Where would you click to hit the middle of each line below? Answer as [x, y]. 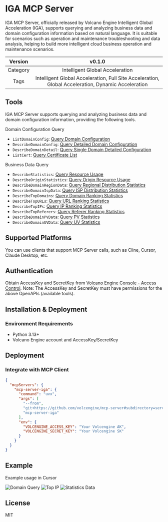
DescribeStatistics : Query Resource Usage [58, 174]
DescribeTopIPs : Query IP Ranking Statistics [57, 206]
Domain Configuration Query [35, 129]
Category [19, 70]
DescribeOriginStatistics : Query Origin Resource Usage [71, 179]
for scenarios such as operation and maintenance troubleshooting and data [83, 39]
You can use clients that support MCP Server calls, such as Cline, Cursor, [81, 250]
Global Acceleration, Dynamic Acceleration [97, 84]
